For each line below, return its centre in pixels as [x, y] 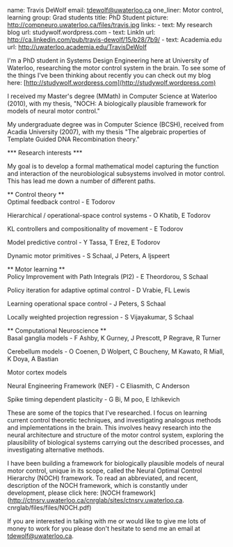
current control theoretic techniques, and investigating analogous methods [114, 420]
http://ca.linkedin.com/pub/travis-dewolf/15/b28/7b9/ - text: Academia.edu [115, 40]
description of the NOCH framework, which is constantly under [97, 485]
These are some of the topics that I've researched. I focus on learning [107, 413]
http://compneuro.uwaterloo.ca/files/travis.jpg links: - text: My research [110, 25]
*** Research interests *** [45, 153]
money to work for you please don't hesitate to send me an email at [104, 529]
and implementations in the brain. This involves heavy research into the [109, 428]
